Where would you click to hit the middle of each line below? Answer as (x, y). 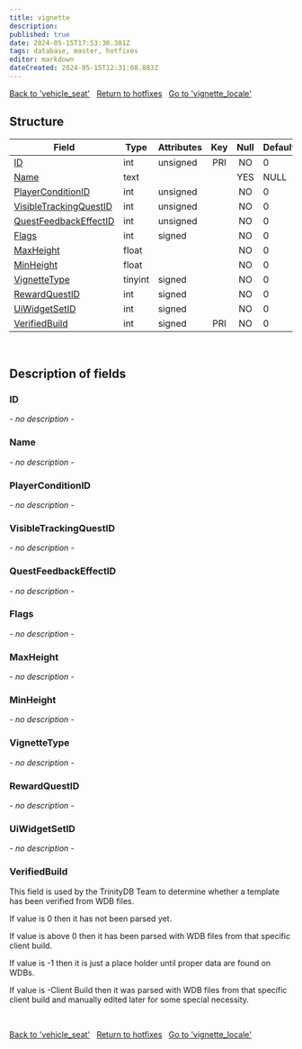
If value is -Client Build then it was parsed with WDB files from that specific (148, 990)
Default (279, 147)
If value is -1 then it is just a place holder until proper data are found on (140, 963)
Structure (37, 122)
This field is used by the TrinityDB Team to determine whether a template (145, 891)
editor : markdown (42, 59)
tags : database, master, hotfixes (74, 51)
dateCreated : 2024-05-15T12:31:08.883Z (84, 68)
